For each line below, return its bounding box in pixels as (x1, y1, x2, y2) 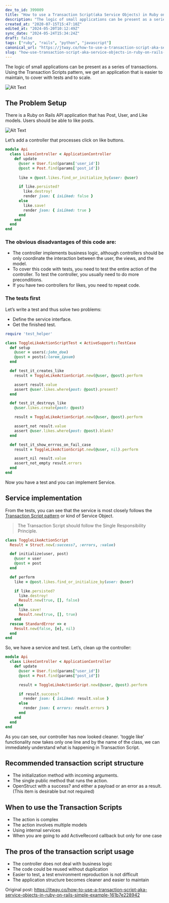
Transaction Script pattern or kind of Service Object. (5, 513, 114, 519)
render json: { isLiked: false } (23, 194, 94, 199)
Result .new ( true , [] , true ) (18, 612, 78, 617)
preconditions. (12, 277, 43, 283)
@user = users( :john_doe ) (14, 350, 69, 355)
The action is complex (12, 817, 59, 823)
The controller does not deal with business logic (12, 861, 112, 867)
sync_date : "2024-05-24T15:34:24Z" (5, 31, 80, 36)
